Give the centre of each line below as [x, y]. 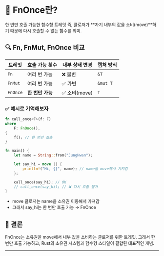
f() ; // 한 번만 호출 [33, 137]
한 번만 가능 [40, 93]
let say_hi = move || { [38, 164]
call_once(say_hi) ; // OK [40, 182]
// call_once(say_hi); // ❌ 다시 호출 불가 [56, 187]
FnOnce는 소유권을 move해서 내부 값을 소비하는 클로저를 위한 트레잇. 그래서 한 [80, 237]
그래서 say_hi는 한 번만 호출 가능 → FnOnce [54, 207]
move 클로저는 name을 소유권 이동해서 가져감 [56, 201]
